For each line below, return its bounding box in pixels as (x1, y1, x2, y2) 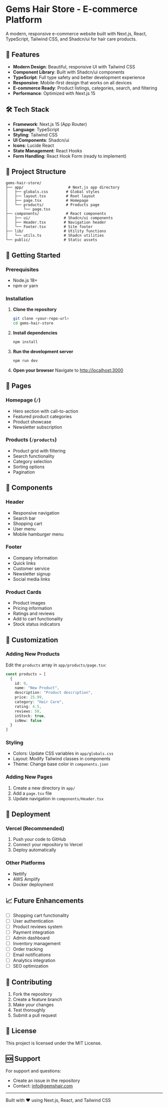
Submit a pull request (12, 1013, 57, 1019)
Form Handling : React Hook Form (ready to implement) (12, 153, 127, 159)
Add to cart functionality (12, 616, 63, 622)
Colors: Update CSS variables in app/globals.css (12, 750, 114, 756)
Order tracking (12, 946, 43, 952)
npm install (12, 340, 38, 345)
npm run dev (12, 358, 38, 363)
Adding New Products (5, 650, 60, 657)
